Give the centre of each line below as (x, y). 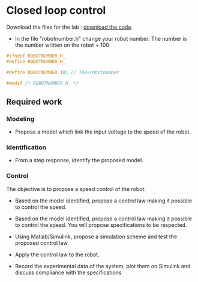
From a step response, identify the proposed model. (79, 160)
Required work (34, 101)
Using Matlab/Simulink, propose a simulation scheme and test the (96, 236)
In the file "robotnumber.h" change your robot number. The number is (101, 38)
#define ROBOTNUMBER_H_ (36, 61)
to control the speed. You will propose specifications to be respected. (101, 225)
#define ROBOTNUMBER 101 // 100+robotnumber (63, 72)
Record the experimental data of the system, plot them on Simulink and (103, 266)
